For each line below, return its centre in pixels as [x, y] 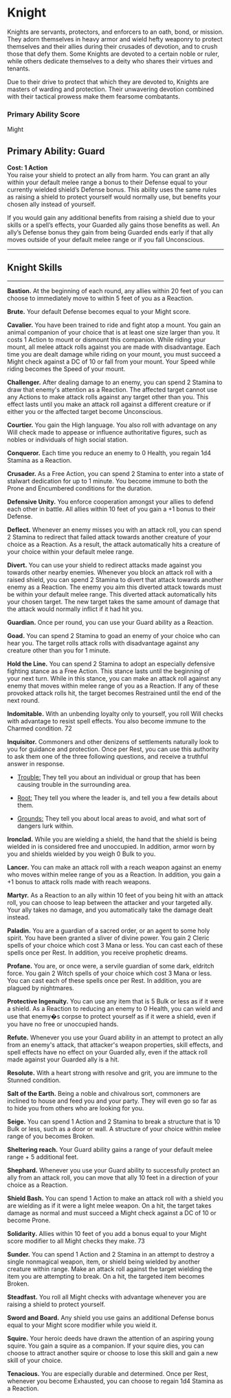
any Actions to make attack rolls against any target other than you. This [108, 397]
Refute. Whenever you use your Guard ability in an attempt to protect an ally [115, 1037]
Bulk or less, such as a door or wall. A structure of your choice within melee [114, 1128]
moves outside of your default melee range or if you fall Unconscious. [106, 240]
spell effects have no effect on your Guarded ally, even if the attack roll [107, 1052]
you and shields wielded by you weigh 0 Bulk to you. [81, 854]
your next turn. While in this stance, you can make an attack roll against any [114, 678]
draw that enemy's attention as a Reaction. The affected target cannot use [112, 389]
